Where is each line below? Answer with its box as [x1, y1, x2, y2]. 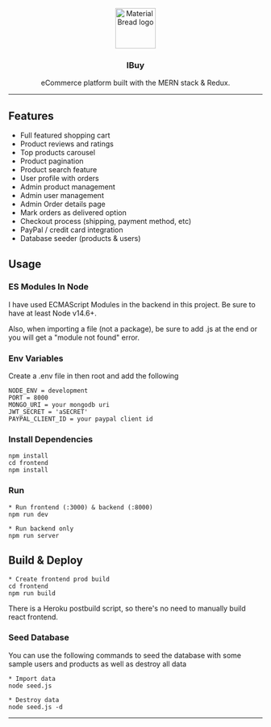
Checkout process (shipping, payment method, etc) [19, 217, 192, 226]
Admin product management [19, 182, 115, 192]
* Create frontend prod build [8, 575, 110, 583]
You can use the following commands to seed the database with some [8, 650, 242, 660]
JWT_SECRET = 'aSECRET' [8, 408, 89, 416]
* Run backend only [8, 524, 74, 533]
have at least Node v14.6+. [8, 308, 97, 318]
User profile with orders [19, 174, 99, 184]
